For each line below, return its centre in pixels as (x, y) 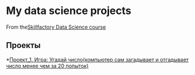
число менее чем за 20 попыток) (47, 66)
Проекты (23, 45)
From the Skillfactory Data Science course (56, 27)
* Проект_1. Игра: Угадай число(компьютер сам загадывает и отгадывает (97, 59)
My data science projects (69, 11)
